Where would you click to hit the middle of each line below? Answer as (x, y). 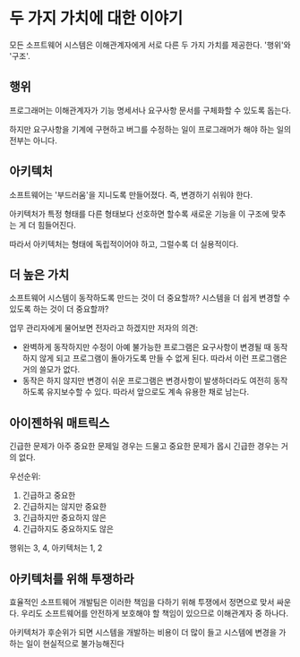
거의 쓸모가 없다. (51, 370)
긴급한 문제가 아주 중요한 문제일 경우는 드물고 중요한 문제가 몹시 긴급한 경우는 (144, 446)
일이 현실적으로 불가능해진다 (75, 644)
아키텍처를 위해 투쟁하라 (72, 579)
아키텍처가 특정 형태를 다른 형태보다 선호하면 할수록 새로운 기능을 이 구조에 (140, 213)
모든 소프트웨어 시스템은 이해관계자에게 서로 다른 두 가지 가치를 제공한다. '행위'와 (150, 45)
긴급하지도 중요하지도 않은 (68, 529)
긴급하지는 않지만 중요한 (64, 507)
